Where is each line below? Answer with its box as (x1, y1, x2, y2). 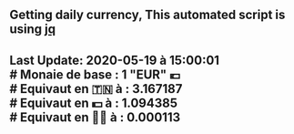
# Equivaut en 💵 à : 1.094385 (9, 95, 177, 110)
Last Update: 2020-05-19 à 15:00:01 (9, 52, 220, 67)
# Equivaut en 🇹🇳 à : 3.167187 (9, 81, 183, 97)
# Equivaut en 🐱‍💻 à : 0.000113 (9, 109, 181, 125)
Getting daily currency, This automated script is (9, 7, 286, 23)
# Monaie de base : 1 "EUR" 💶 (9, 67, 181, 82)
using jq (9, 22, 56, 37)
